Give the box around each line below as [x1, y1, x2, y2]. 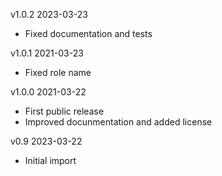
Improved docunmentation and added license [24, 116, 213, 128]
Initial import [24, 155, 77, 166]
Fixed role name [24, 67, 92, 78]
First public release [24, 105, 105, 117]
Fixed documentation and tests [24, 28, 153, 39]
